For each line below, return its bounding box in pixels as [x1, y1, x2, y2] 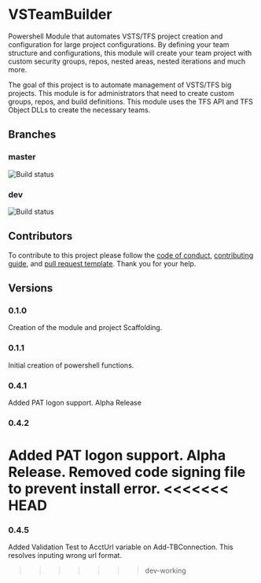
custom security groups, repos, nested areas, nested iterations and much [8, 57, 246, 66]
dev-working [145, 566, 186, 575]
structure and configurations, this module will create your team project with [8, 48, 252, 57]
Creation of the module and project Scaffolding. [8, 323, 163, 332]
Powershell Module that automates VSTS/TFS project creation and [8, 31, 223, 41]
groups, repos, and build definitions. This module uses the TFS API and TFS [8, 97, 254, 106]
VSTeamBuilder [8, 5, 112, 24]
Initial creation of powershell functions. [8, 360, 134, 370]
